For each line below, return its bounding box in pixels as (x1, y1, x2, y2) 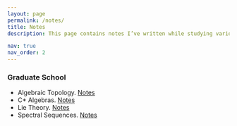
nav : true (7, 43, 37, 50)
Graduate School (7, 72, 66, 82)
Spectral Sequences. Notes (17, 111, 97, 120)
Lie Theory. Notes (17, 103, 70, 112)
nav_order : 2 (7, 49, 46, 56)
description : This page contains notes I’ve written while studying (7, 30, 213, 37)
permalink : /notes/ (7, 17, 65, 24)
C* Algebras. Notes (17, 96, 75, 104)
